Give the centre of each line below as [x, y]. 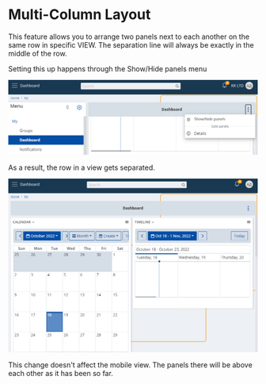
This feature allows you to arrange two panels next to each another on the [129, 36]
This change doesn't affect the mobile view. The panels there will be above [131, 365]
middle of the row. [38, 53]
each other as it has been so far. [61, 373]
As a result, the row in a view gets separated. [82, 167]
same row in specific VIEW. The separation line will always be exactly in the [131, 44]
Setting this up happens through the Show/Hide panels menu [108, 68]
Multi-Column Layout [80, 15]
